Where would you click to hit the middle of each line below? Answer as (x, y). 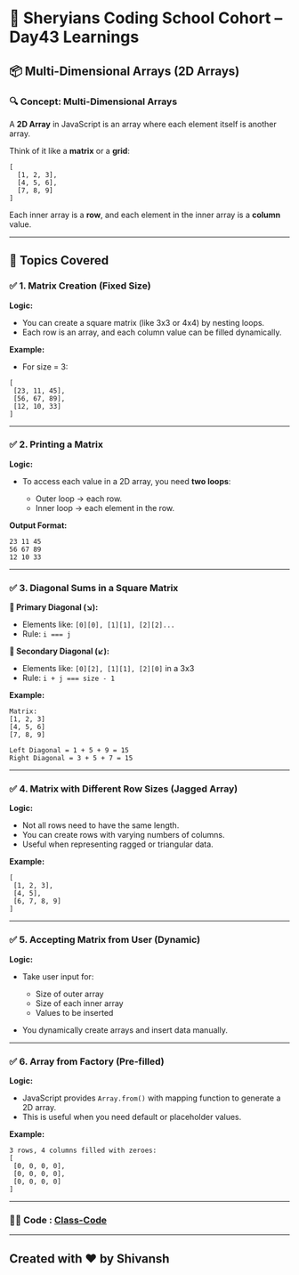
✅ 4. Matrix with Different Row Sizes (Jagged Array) (124, 789)
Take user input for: (58, 976)
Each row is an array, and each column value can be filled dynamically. (152, 332)
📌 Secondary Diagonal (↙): (59, 651)
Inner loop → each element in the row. (105, 508)
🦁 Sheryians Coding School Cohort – (146, 18)
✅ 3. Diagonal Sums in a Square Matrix (94, 588)
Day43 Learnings (74, 37)
